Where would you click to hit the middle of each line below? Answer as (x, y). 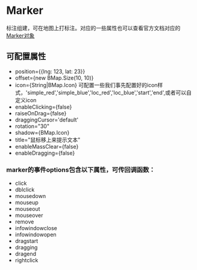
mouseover (29, 216)
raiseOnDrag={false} (41, 113)
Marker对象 (20, 35)
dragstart (27, 241)
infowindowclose (36, 228)
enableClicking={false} (43, 107)
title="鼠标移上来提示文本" (48, 140)
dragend (26, 254)
